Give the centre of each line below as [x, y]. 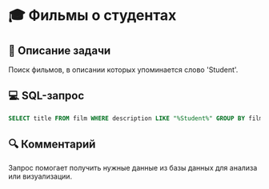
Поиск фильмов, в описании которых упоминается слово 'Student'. [123, 70]
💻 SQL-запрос [46, 96]
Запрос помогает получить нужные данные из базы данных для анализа [133, 167]
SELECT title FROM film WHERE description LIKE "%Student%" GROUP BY [127, 118]
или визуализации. [40, 176]
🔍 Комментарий [52, 145]
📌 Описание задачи [60, 50]
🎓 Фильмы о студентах [92, 16]
